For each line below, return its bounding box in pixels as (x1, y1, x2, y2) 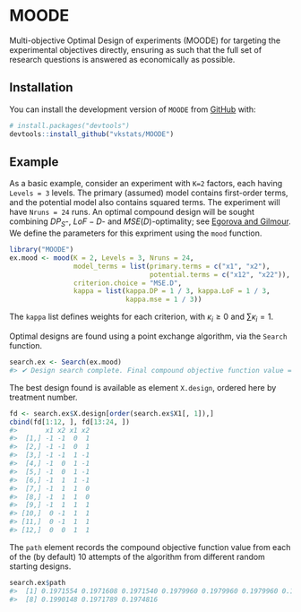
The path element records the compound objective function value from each (9, 541, 291, 552)
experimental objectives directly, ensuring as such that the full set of (9, 44, 262, 55)
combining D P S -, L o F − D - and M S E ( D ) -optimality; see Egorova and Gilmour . (9, 216, 291, 229)
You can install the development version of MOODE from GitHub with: (9, 104, 257, 115)
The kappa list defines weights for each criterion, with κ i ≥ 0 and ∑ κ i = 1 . (9, 311, 274, 324)
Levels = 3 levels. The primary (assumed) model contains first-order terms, (9, 187, 288, 198)
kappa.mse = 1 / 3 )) (125, 295, 202, 305)
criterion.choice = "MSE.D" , (73, 279, 182, 288)
